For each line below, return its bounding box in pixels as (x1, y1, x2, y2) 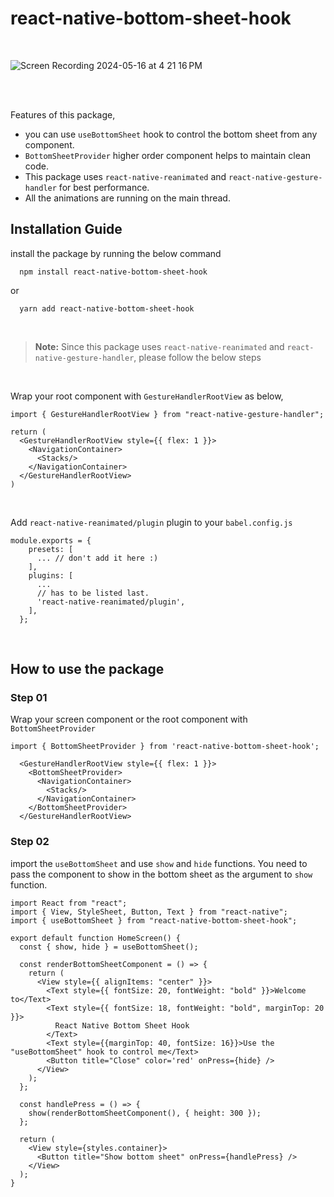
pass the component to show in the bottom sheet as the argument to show (10, 868, 313, 880)
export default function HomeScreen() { (10, 933, 182, 943)
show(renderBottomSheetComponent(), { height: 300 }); (28, 1108, 262, 1118)
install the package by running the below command (10, 247, 222, 259)
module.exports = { (10, 535, 92, 546)
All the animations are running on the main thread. (24, 192, 231, 204)
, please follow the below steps (133, 351, 262, 363)
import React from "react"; (10, 898, 128, 908)
